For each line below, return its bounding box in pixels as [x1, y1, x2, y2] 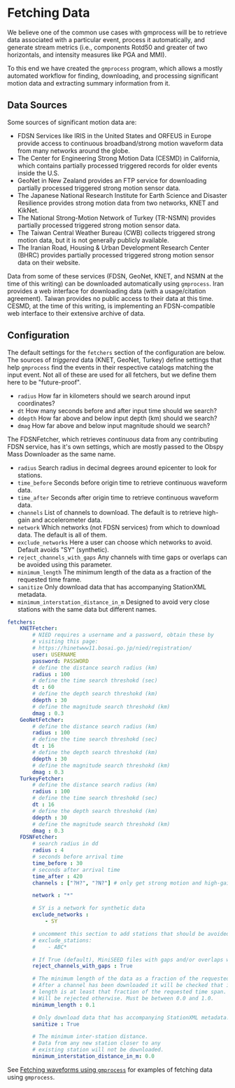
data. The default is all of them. [17, 530, 108, 539]
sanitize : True [32, 1021, 80, 1028]
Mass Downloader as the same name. [7, 450, 116, 458]
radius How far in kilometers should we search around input [17, 391, 191, 400]
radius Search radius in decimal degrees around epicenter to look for [17, 463, 217, 471]
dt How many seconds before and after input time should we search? [17, 406, 218, 415]
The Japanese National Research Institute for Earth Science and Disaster [17, 191, 227, 199]
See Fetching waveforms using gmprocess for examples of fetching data [7, 1065, 213, 1074]
